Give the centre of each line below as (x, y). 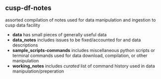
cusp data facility (23, 25)
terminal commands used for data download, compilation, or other (80, 55)
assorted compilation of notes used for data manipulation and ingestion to (80, 20)
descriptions (25, 45)
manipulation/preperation (38, 71)
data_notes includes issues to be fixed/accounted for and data (77, 40)
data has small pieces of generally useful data (59, 34)
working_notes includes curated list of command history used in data (83, 66)
